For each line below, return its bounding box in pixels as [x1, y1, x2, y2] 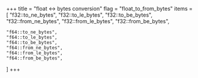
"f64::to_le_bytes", [6, 35, 58, 40]
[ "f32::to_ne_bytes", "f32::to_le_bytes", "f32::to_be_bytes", [6, 11, 153, 18]
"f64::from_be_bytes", [6, 55, 63, 61]
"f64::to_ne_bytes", [6, 29, 58, 35]
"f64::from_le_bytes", [6, 50, 63, 56]
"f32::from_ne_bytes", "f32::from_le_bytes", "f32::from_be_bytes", [6, 18, 170, 24]
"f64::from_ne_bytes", [6, 45, 63, 51]
